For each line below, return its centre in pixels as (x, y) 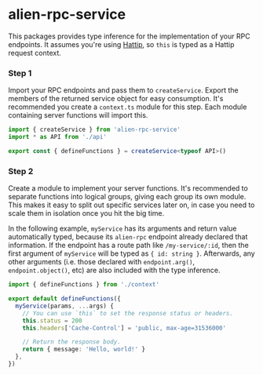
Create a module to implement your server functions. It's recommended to (128, 188)
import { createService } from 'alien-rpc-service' (94, 130)
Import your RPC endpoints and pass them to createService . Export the (124, 90)
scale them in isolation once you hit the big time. (86, 213)
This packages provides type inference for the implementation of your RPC (129, 36)
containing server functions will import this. (78, 115)
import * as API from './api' (58, 137)
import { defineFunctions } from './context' (84, 285)
